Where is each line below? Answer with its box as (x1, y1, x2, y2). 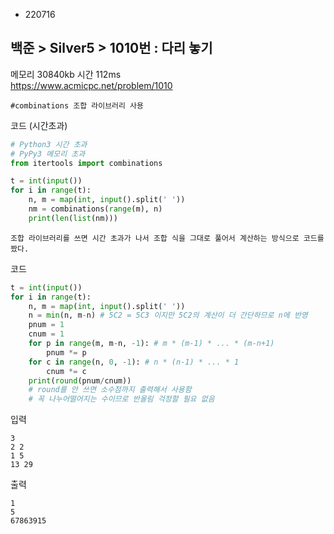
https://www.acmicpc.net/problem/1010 (10, 79, 173, 91)
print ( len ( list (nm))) (28, 213, 118, 223)
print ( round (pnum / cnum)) (28, 375, 132, 386)
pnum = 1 (28, 320, 65, 330)
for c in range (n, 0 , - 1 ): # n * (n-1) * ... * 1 (28, 357, 240, 367)
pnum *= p (46, 347, 87, 358)
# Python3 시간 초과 (10, 139, 88, 149)
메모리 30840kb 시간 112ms (10, 68, 122, 80)
